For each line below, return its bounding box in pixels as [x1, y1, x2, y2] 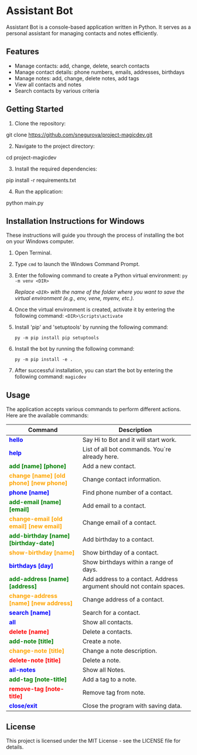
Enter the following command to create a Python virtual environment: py [14, 272, 188, 279]
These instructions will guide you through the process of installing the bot [6, 232, 184, 239]
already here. [82, 453, 119, 461]
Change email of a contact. [82, 519, 157, 527]
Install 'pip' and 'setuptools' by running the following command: [14, 324, 168, 331]
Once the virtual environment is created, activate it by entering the [14, 306, 175, 313]
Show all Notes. [82, 666, 125, 674]
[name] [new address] [9, 599, 73, 607]
